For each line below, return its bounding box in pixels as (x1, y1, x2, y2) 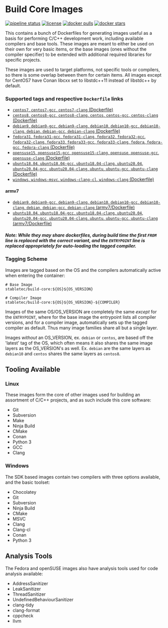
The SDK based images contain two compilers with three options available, (5, 474, 160, 480)
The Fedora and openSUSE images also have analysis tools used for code (5, 565, 158, 571)
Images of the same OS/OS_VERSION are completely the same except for (5, 309, 157, 315)
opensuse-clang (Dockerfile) (12, 155, 70, 161)
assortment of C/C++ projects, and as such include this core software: (5, 397, 151, 403)
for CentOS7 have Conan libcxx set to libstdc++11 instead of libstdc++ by (5, 77, 157, 83)
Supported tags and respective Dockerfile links (5, 95, 123, 102)
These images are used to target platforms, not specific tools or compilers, (5, 67, 160, 73)
